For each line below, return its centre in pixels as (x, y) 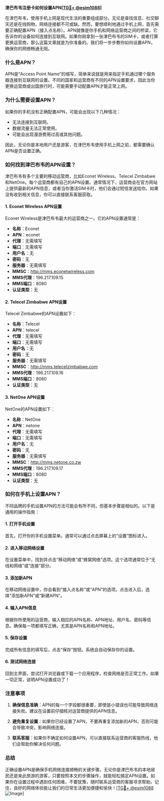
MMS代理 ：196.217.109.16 (38, 373)
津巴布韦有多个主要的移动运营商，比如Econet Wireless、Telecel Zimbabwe (80, 176)
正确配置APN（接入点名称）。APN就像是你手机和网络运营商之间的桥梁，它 (83, 30)
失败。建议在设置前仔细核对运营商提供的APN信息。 (68, 711)
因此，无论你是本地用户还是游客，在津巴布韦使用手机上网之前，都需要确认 (80, 145)
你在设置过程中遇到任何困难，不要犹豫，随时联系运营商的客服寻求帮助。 (82, 781)
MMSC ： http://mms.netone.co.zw (47, 462)
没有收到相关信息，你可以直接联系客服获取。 (50, 194)
